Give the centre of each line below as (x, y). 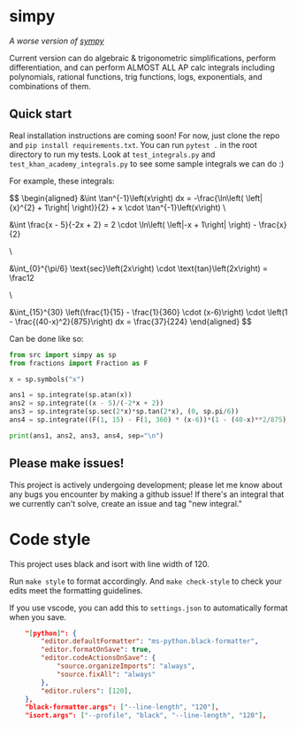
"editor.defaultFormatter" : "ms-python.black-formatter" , (150, 641)
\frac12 (22, 277)
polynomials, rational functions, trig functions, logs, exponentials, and (136, 76)
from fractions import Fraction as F (79, 363)
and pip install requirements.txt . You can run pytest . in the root (133, 144)
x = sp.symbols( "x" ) (47, 379)
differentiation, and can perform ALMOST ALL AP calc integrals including (142, 67)
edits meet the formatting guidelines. (76, 590)
